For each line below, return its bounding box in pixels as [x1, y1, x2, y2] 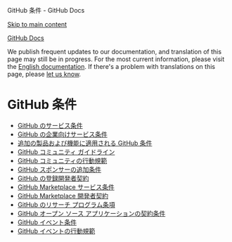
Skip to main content [7, 20, 67, 28]
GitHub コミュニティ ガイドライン [17, 147, 115, 156]
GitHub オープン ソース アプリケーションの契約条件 [17, 209, 166, 217]
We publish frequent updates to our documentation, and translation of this [7, 48, 222, 56]
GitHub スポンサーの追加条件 [17, 165, 102, 174]
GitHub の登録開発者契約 [17, 174, 89, 182]
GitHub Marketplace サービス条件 [17, 182, 115, 191]
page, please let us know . [7, 70, 82, 78]
